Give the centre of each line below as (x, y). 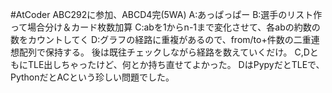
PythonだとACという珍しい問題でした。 (92, 77)
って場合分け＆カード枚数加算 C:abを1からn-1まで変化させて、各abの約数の (165, 27)
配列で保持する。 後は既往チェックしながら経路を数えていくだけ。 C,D (164, 52)
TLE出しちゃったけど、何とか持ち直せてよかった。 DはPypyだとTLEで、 (176, 64)
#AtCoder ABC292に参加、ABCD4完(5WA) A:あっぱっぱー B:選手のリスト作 (166, 14)
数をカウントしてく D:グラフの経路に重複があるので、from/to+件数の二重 (161, 39)
